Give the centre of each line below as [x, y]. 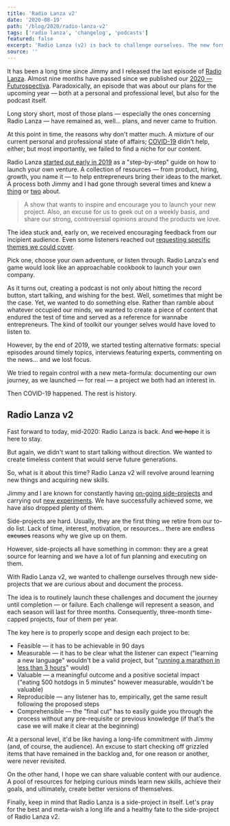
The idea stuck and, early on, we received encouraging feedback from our [112, 232]
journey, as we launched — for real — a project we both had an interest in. [112, 380]
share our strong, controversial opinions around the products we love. [122, 219]
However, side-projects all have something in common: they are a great [108, 548]
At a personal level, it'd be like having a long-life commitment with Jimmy [110, 739]
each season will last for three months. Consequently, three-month [101, 611]
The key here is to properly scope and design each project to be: [99, 632]
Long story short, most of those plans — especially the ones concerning [109, 113]
